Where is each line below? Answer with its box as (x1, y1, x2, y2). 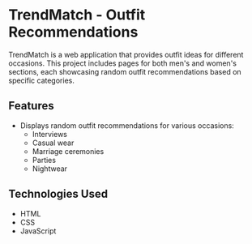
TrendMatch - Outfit (8, 6, 146, 24)
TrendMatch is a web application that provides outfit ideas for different (8, 49, 244, 59)
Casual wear (32, 138, 75, 148)
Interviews (32, 129, 67, 139)
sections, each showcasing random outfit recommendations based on (8, 66, 241, 76)
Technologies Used (8, 187, 108, 201)
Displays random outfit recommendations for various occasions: (19, 120, 235, 131)
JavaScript (19, 225, 57, 236)
